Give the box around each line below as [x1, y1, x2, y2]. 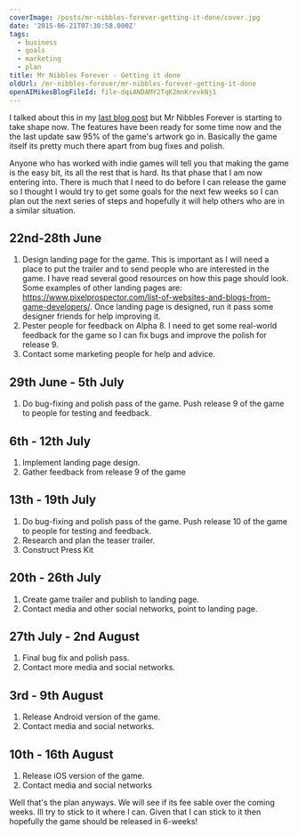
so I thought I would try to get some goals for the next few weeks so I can [9, 186, 278, 197]
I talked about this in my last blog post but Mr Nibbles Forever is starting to [9, 112, 283, 123]
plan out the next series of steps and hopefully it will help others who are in [9, 195, 285, 206]
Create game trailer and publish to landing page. [21, 594, 200, 604]
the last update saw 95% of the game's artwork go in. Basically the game [9, 131, 278, 142]
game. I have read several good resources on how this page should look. [21, 273, 289, 284]
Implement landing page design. [21, 457, 141, 467]
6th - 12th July [9, 434, 92, 449]
